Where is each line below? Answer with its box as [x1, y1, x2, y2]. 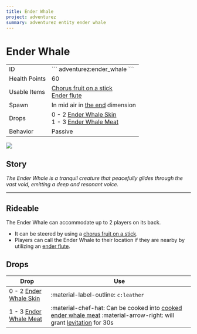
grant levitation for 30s [50, 318, 114, 326]
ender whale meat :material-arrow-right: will [50, 311, 174, 319]
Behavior [9, 127, 34, 135]
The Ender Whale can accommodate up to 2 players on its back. [6, 219, 161, 226]
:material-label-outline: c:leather [50, 291, 145, 299]
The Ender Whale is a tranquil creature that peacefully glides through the [6, 175, 184, 182]
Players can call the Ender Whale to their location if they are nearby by [14, 236, 185, 243]
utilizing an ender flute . [14, 243, 70, 250]
